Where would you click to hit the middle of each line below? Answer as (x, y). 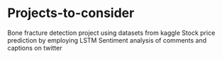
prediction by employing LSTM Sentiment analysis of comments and (107, 40)
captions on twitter (35, 48)
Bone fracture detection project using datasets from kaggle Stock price (111, 33)
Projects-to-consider (71, 13)
